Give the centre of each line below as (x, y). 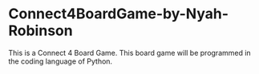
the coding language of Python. (61, 61)
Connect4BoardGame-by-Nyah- (119, 14)
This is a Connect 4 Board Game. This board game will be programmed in (129, 53)
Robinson (41, 31)
